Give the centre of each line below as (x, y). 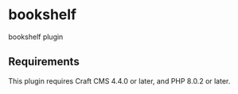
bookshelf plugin (36, 37)
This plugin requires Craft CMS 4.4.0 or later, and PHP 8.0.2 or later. (119, 80)
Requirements (44, 62)
